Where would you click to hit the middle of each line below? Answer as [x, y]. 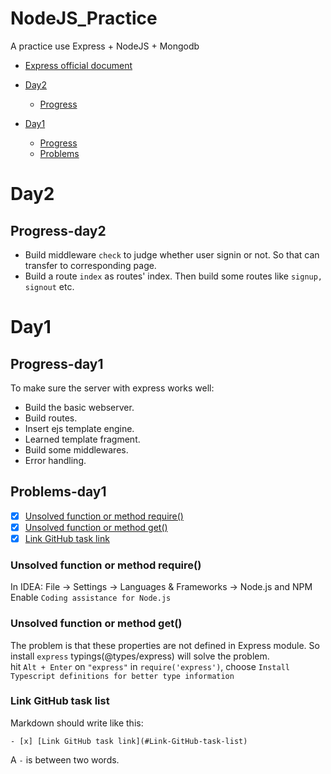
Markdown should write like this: [77, 723]
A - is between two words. [65, 759]
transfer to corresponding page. [90, 265]
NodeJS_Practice [84, 18]
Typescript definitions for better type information [122, 676]
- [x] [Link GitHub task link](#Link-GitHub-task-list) [129, 741]
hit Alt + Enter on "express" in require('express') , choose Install [150, 666]
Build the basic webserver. [79, 407]
